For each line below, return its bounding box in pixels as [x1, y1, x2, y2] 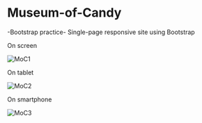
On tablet [7, 68, 34, 76]
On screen [7, 41, 37, 49]
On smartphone [7, 95, 52, 104]
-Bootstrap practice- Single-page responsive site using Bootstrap [7, 28, 195, 36]
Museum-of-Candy [7, 5, 122, 21]
